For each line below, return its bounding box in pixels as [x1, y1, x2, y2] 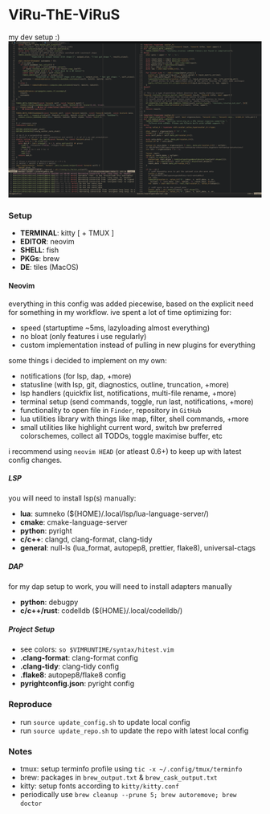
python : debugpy [19, 597, 79, 607]
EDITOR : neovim [19, 237, 75, 247]
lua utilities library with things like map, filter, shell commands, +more [19, 414, 249, 423]
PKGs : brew [19, 254, 60, 264]
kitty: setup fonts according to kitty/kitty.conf [19, 781, 179, 791]
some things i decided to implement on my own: [8, 355, 167, 365]
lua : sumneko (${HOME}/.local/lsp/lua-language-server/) [19, 509, 209, 519]
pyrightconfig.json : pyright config [19, 679, 135, 689]
